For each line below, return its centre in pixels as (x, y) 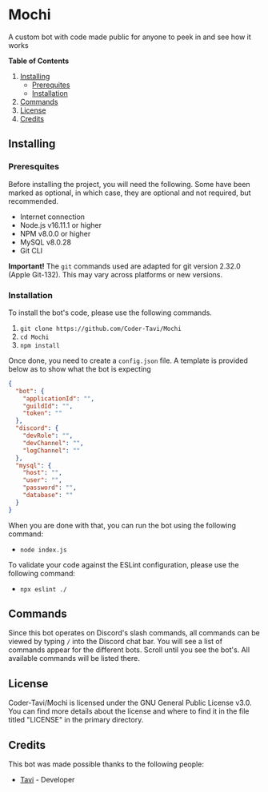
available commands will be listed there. (74, 659)
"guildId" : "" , (48, 406)
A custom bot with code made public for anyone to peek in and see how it (130, 37)
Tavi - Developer (47, 780)
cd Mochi (34, 337)
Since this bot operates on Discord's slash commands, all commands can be (134, 633)
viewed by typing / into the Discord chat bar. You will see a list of (115, 642)
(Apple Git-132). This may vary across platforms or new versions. (116, 274)
